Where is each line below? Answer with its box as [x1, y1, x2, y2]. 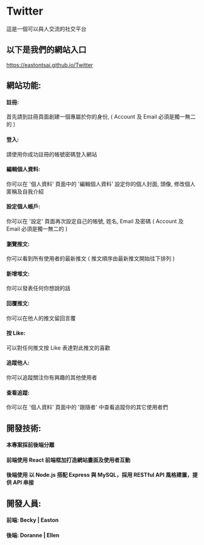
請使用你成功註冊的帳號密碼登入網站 [6, 150, 97, 158]
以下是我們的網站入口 [6, 44, 86, 55]
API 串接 [13, 479, 35, 486]
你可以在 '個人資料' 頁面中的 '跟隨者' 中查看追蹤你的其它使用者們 [6, 403, 169, 411]
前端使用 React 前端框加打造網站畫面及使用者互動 [6, 456, 131, 463]
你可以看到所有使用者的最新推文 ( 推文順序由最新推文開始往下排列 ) [6, 255, 175, 262]
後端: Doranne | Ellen [6, 531, 60, 539]
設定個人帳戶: [6, 203, 41, 210]
